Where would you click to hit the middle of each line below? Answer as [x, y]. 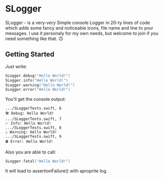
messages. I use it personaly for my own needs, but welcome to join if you [82, 33]
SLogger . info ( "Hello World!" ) [37, 80]
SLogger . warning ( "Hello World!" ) [40, 85]
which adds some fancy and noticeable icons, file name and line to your [79, 28]
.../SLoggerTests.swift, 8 [33, 128]
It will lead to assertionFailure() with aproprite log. [56, 171]
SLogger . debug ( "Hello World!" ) [38, 76]
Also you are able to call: [31, 152]
